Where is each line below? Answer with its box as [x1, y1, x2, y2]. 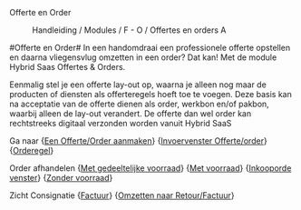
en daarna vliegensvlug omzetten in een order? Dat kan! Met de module [9, 52, 277, 63]
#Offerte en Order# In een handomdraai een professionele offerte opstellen [9, 43, 291, 53]
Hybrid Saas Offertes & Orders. [9, 62, 126, 72]
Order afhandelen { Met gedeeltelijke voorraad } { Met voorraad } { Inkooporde [9, 163, 292, 174]
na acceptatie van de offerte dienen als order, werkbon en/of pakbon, [9, 98, 269, 109]
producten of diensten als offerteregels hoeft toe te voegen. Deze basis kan [9, 89, 292, 99]
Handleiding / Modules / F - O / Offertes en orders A [32, 25, 227, 35]
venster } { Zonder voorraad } [9, 173, 113, 183]
